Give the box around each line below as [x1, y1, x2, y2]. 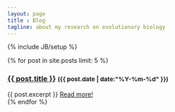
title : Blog [7, 17, 46, 24]
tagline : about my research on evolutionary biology [7, 23, 166, 30]
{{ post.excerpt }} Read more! [7, 89, 93, 99]
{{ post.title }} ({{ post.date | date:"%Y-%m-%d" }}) [7, 74, 169, 84]
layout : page [7, 10, 46, 18]
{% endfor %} [7, 97, 48, 106]
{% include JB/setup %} [7, 43, 78, 51]
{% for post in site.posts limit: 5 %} [7, 56, 109, 65]
